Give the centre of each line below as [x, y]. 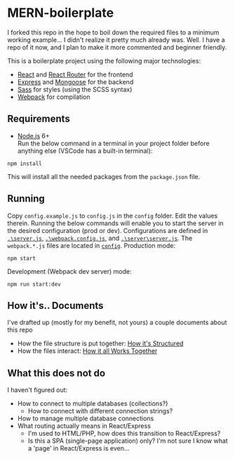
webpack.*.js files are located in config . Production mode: [91, 245]
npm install [25, 164]
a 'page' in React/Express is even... [79, 448]
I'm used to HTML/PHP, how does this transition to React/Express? [124, 434]
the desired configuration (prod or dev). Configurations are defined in [108, 230]
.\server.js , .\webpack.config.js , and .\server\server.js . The [100, 238]
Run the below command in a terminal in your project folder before [113, 143]
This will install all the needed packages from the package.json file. [104, 176]
